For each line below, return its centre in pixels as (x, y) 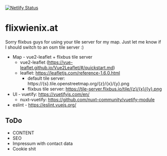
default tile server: (46, 78)
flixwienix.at (32, 28)
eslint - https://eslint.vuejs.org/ (44, 105)
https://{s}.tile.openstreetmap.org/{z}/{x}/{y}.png (78, 83)
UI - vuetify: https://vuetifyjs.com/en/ (51, 94)
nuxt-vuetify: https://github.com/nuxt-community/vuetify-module (87, 99)
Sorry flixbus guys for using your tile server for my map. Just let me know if (83, 42)
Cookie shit (24, 148)
